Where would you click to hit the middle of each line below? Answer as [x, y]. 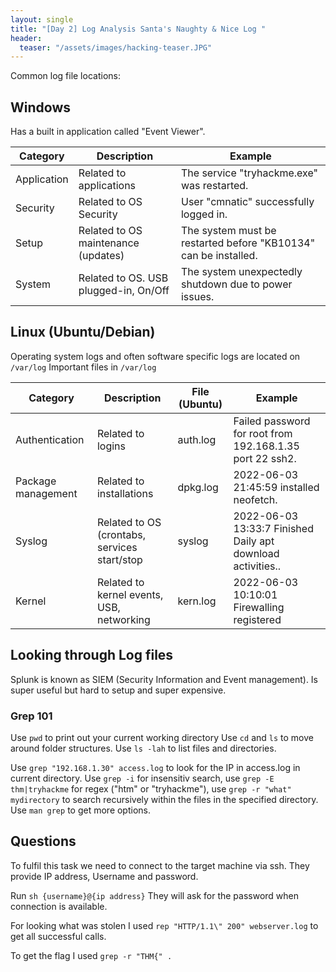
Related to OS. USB [123, 278]
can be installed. [219, 256]
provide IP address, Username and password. [104, 876]
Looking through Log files [92, 655]
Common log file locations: [65, 76]
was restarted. [214, 186]
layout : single [42, 19]
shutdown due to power [236, 284]
